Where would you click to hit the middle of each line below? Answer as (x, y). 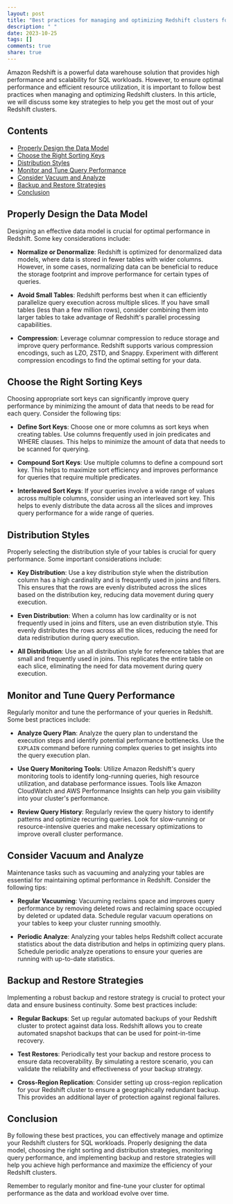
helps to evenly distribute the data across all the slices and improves (115, 506)
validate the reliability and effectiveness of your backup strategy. (110, 1068)
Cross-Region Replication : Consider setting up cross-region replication (120, 1082)
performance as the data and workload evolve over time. (88, 1194)
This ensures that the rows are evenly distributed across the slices (112, 587)
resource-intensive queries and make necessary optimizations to (110, 826)
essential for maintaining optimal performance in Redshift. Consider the (109, 880)
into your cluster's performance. (63, 798)
